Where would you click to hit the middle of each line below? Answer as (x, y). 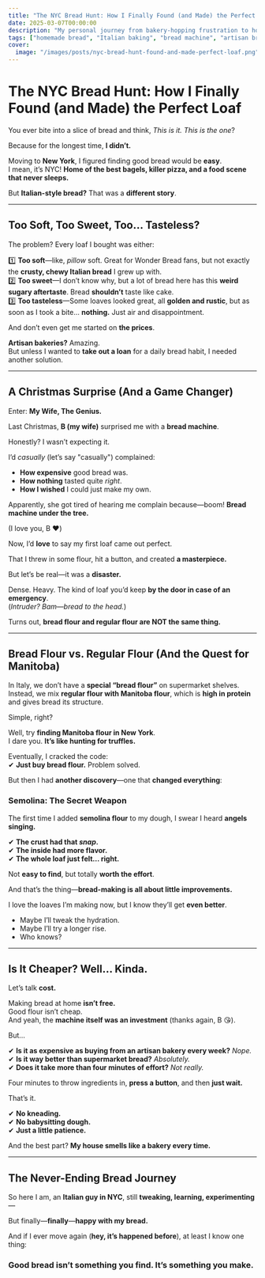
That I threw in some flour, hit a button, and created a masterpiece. (118, 559)
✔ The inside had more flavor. (58, 850)
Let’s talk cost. (32, 988)
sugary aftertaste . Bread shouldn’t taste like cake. (91, 292)
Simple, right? (31, 718)
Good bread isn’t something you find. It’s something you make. (131, 1265)
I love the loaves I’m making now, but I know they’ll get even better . (118, 904)
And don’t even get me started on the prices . (82, 327)
